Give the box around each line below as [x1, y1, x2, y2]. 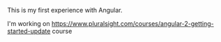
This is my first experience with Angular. [7, 6, 123, 14]
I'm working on [7, 20, 50, 27]
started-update [7, 27, 51, 35]
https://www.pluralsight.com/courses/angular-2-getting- [51, 20, 214, 27]
